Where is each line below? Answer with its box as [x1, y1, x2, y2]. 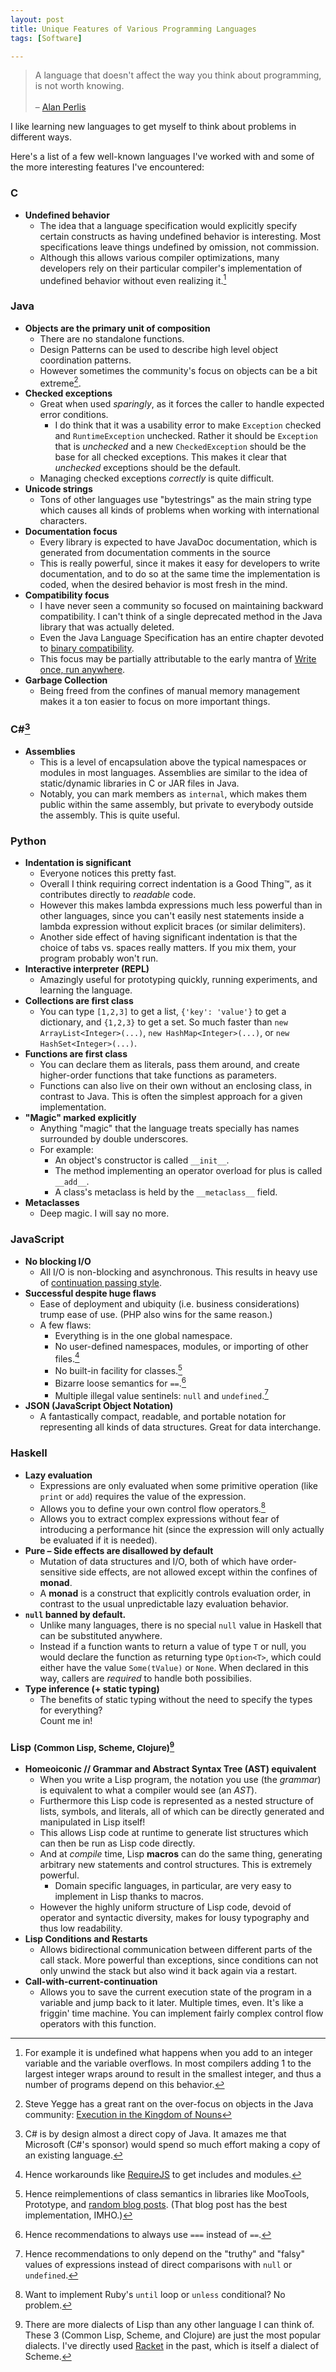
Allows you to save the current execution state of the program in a [39, 1986, 312, 1998]
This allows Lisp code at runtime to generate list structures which [39, 1827, 309, 1839]
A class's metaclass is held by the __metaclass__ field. [54, 1186, 278, 1198]
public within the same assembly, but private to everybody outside [39, 799, 314, 811]
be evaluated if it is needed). [39, 1534, 158, 1546]
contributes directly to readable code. [39, 889, 197, 901]
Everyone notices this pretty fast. [39, 867, 177, 880]
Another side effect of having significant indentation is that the [39, 931, 298, 943]
